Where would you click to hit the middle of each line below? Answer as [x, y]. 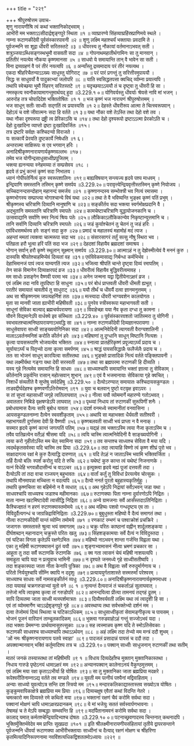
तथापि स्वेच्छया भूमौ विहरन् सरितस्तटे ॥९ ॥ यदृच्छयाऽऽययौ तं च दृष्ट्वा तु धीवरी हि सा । [86, 86]
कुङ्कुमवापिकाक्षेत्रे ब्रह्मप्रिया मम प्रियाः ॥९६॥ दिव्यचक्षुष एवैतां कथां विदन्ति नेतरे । [78, 691]
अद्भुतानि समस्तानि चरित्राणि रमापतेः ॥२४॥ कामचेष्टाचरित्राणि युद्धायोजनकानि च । [81, 211]
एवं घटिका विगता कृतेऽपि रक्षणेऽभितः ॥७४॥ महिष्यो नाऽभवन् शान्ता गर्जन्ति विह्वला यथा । [85, 540]
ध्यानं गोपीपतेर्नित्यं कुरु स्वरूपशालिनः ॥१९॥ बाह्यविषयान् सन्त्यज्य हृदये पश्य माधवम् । [83, 178]
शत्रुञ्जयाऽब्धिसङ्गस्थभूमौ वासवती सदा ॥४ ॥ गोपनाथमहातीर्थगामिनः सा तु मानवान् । [82, 53]
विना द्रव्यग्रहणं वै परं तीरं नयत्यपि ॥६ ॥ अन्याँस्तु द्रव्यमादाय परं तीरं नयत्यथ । [75, 66]
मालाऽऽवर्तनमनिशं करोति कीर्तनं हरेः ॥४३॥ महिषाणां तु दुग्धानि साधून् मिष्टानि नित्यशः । [84, 336]
